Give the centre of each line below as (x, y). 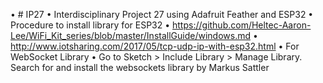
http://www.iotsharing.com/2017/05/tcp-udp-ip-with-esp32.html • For (155, 46)
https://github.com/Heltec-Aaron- (242, 25)
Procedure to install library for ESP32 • (90, 25)
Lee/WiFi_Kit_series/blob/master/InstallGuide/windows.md (131, 35)
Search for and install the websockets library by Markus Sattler (140, 67)
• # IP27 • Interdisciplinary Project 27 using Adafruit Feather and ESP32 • (162, 14)
